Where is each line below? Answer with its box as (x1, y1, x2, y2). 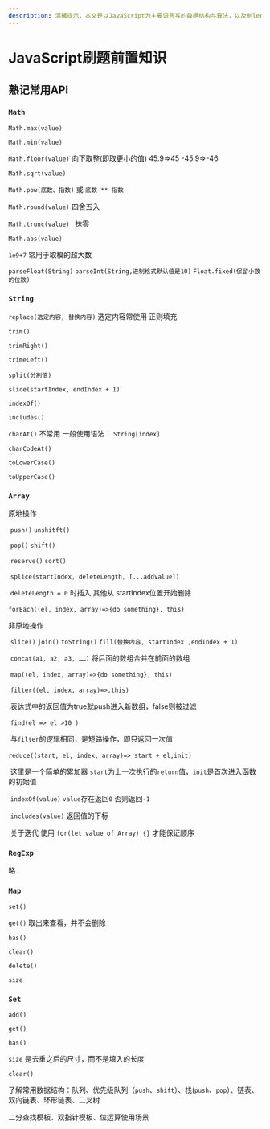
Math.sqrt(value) (8, 170, 67, 178)
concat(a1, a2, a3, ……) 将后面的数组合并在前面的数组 (10, 653, 190, 663)
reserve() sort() (10, 558, 67, 566)
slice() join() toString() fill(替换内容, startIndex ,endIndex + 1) (10, 638, 239, 647)
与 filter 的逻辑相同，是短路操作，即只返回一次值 (10, 734, 173, 744)
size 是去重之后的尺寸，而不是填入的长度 (8, 1053, 145, 1063)
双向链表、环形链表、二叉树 (8, 1094, 100, 1105)
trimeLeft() (8, 355, 48, 364)
